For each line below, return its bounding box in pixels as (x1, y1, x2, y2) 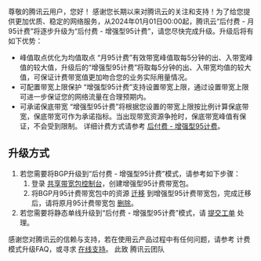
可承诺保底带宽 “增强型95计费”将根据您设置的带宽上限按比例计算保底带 (19, 102, 249, 111)
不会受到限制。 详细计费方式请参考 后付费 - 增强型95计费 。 (33, 121, 225, 131)
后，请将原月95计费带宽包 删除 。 (31, 198, 139, 208)
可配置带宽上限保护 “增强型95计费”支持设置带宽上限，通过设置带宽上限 (19, 82, 249, 92)
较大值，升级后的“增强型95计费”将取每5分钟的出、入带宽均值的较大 (33, 63, 252, 72)
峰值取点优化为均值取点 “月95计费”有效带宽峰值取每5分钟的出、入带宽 (19, 53, 247, 62)
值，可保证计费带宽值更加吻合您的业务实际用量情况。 (19, 73, 192, 82)
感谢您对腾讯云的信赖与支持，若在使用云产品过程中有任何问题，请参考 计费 (8, 234, 251, 244)
